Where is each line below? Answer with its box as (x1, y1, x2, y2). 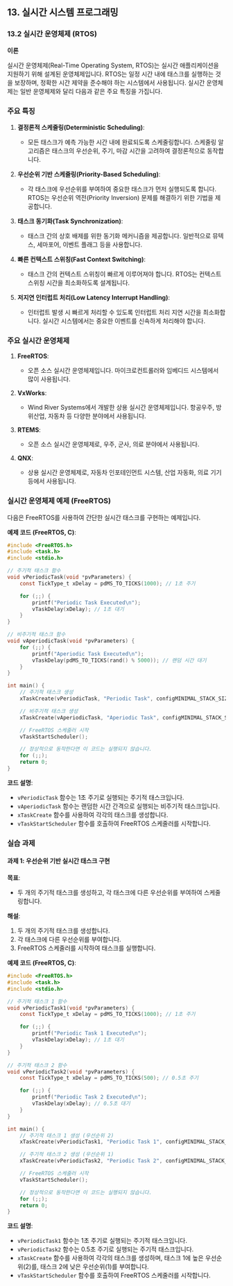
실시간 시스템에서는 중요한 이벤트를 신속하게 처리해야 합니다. (42, 317, 206, 325)
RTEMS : (17, 426, 42, 434)
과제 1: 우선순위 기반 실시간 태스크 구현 (7, 857, 110, 865)
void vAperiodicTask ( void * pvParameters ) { (7, 637, 135, 644)
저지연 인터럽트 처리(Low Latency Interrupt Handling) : (17, 293, 171, 301)
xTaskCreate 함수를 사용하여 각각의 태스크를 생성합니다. (17, 810, 169, 819)
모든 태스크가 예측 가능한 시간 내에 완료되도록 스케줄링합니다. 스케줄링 (27, 137, 217, 146)
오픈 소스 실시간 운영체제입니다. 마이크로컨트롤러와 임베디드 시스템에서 (27, 367, 219, 375)
